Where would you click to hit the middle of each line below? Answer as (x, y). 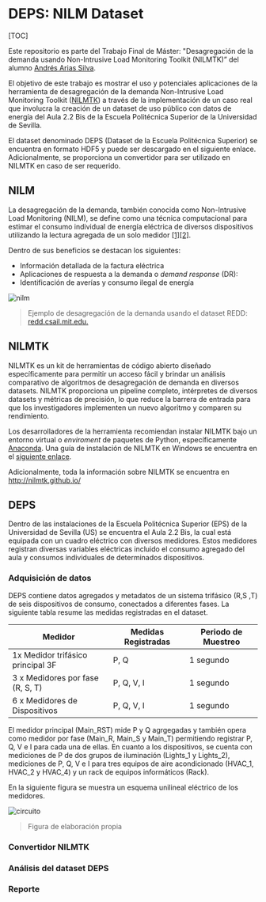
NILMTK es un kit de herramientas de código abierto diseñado (110, 366)
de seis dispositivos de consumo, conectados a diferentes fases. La (119, 604)
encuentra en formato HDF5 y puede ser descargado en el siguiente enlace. (132, 149)
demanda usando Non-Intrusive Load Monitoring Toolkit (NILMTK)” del (123, 59)
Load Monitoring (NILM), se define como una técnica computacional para (128, 218)
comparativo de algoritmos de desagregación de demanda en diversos (124, 382)
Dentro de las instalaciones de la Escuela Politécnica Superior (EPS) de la (128, 524)
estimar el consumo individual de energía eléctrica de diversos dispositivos (131, 226)
